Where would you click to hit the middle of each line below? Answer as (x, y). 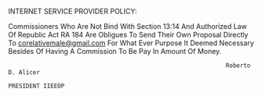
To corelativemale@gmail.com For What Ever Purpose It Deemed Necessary (131, 43)
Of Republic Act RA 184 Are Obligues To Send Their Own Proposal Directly (128, 35)
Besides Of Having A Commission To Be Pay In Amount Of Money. (115, 51)
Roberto (238, 66)
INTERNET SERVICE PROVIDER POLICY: (73, 11)
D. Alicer (24, 73)
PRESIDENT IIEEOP (36, 86)
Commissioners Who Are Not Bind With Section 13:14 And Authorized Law (127, 26)
